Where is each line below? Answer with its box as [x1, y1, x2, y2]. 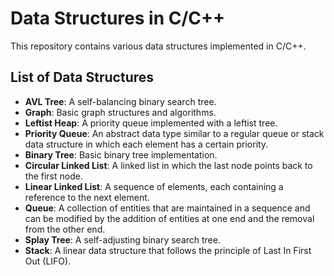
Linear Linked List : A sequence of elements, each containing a [24, 180, 284, 192]
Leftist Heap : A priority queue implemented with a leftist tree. [24, 117, 278, 129]
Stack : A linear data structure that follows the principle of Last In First [24, 244, 312, 256]
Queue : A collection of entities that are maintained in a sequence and [24, 202, 311, 214]
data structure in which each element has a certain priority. [24, 138, 269, 150]
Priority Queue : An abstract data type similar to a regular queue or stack [24, 127, 325, 139]
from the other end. [24, 223, 106, 235]
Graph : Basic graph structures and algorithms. [24, 106, 217, 118]
